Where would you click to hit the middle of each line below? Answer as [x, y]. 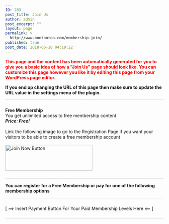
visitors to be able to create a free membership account [63, 137]
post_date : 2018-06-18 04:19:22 [39, 47]
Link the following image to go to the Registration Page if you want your [79, 132]
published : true [22, 43]
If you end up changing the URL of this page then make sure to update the [83, 87]
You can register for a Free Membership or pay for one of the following [80, 185]
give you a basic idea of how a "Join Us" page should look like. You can [81, 67]
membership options [27, 191]
